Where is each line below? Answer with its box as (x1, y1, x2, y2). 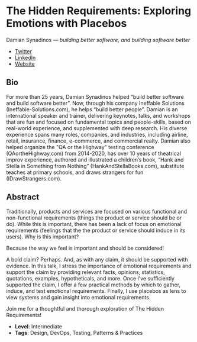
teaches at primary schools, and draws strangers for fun (6, 169, 144, 176)
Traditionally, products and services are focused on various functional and (6, 208, 188, 215)
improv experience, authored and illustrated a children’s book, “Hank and (6, 156, 184, 163)
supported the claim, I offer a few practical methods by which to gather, (6, 281, 181, 288)
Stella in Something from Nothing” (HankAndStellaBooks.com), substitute (6, 162, 185, 169)
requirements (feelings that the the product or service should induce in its (6, 227, 186, 234)
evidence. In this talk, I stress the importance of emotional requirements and (6, 262, 192, 269)
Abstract (6, 192, 40, 202)
